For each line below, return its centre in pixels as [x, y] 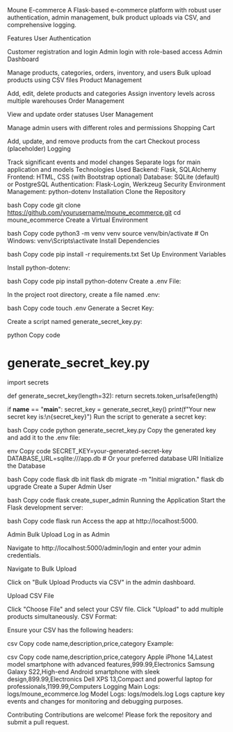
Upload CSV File [31, 595]
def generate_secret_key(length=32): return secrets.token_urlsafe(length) [113, 396]
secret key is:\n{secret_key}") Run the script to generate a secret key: [107, 416]
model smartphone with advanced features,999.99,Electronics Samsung [111, 664]
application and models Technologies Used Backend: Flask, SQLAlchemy [112, 169]
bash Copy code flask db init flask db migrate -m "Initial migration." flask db [116, 479]
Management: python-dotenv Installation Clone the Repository [96, 192]
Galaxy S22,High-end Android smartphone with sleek [83, 672]
